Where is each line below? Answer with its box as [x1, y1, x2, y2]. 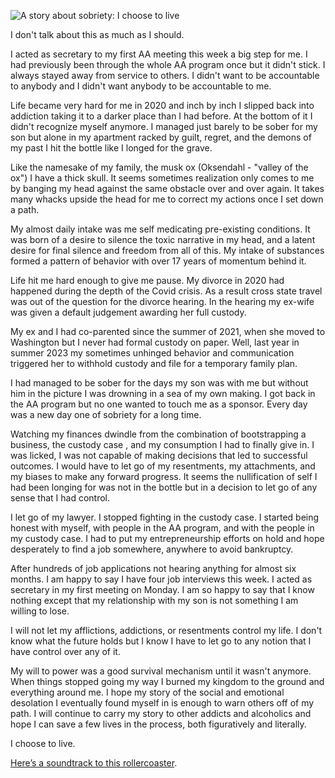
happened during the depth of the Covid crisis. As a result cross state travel [10, 285, 323, 297]
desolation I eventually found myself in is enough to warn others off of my [10, 697, 315, 709]
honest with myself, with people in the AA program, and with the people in [10, 522, 315, 534]
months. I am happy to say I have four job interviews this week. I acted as [10, 573, 313, 585]
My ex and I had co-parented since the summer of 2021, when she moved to [10, 326, 326, 337]
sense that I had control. [10, 492, 110, 504]
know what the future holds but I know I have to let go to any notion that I [10, 635, 312, 647]
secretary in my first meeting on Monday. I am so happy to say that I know [10, 584, 315, 595]
